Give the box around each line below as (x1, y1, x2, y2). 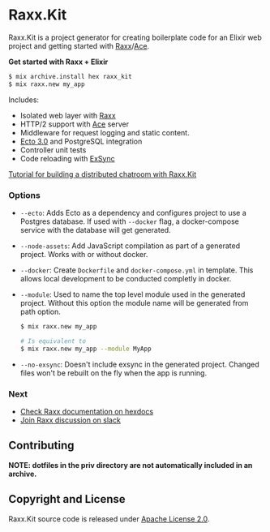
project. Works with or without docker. (19, 249, 148, 259)
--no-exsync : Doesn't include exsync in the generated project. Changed (19, 359, 259, 369)
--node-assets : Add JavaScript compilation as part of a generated (19, 241, 241, 251)
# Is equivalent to (19, 337, 87, 345)
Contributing (8, 439, 75, 453)
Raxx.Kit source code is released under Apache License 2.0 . (8, 513, 210, 524)
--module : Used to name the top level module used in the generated (19, 290, 246, 299)
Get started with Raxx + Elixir (8, 57, 109, 66)
